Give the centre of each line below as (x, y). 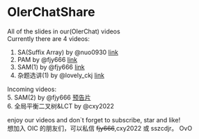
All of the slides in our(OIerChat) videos (64, 31)
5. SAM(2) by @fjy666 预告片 (49, 97)
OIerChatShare (51, 12)
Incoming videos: (32, 89)
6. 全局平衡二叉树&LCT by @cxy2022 (61, 106)
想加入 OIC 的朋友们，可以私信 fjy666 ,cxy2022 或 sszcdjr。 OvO (100, 128)
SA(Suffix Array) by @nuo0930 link (67, 52)
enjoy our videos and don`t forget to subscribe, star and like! (94, 120)
